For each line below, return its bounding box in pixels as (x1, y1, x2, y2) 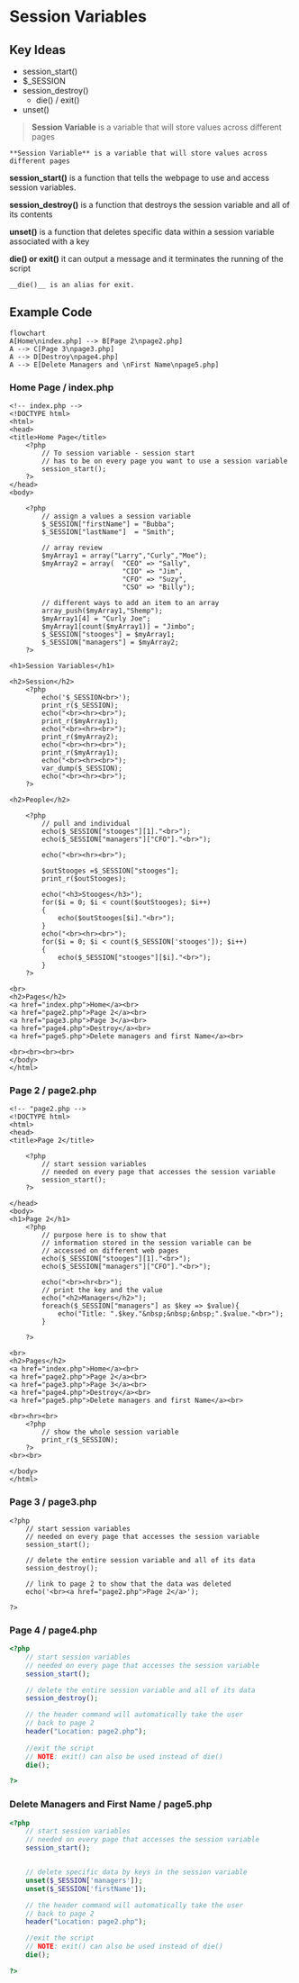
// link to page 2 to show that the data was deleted (25, 1579, 231, 1589)
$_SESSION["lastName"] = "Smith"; (41, 528, 176, 537)
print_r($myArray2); (41, 732, 119, 742)
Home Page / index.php (9, 381, 114, 394)
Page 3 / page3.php (9, 1496, 97, 1508)
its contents (9, 209, 53, 220)
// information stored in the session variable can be (41, 1238, 252, 1248)
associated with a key (9, 236, 90, 247)
